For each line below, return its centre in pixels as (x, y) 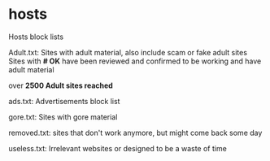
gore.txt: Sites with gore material (63, 117)
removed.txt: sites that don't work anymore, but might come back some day (135, 133)
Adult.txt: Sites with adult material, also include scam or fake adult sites (128, 52)
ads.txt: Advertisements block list (64, 101)
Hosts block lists (36, 37)
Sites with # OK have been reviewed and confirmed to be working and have (135, 61)
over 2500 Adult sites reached (61, 85)
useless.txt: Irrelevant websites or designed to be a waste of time (118, 148)
